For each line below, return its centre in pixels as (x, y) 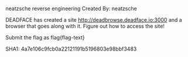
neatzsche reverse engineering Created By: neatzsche (71, 9)
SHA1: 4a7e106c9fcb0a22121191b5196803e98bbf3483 (71, 49)
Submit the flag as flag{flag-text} (45, 37)
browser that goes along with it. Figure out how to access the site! (85, 26)
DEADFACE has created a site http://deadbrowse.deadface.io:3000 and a (94, 20)
